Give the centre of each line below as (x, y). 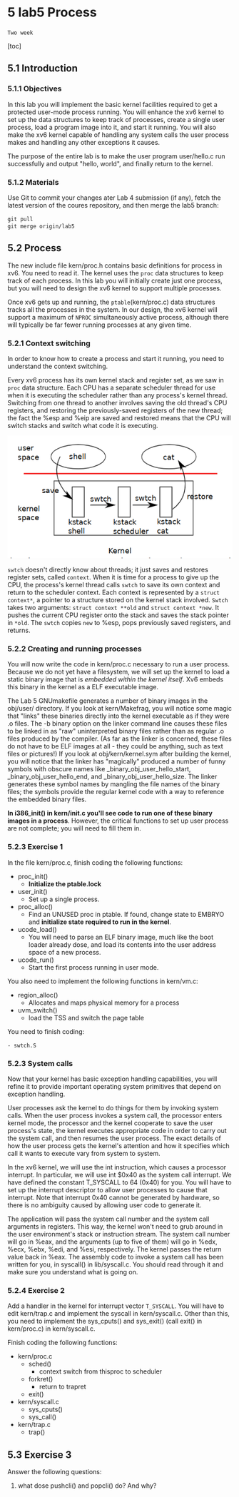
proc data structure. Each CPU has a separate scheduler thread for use (112, 388)
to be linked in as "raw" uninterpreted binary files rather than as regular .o (116, 731)
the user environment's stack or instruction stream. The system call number (119, 1234)
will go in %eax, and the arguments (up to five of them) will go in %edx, (112, 1242)
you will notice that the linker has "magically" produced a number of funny (117, 761)
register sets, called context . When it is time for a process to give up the (113, 577)
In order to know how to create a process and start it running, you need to (116, 359)
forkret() (41, 1379)
